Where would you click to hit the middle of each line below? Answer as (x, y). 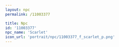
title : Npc (16, 23)
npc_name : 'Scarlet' (27, 33)
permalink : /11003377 (28, 14)
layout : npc (17, 10)
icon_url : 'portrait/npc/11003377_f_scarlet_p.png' (60, 37)
